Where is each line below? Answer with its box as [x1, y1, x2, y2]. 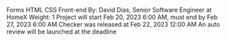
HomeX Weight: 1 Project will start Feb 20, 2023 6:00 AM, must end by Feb [6, 13, 218, 21]
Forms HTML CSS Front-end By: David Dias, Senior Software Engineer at [6, 6, 212, 14]
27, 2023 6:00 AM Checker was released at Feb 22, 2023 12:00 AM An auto [6, 20, 220, 28]
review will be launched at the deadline [6, 27, 117, 36]
